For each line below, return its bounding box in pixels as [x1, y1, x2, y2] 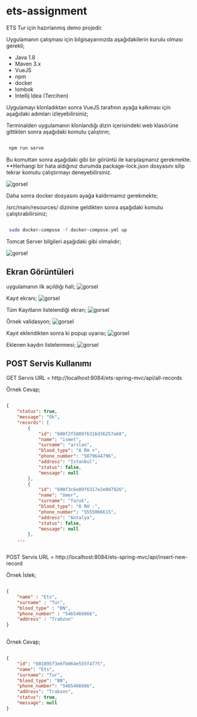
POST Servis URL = [6, 554, 54, 561]
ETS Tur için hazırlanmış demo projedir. [6, 24, 103, 31]
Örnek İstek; [6, 572, 37, 579]
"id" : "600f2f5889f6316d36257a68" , [38, 431, 128, 437]
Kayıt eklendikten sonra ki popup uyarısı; [6, 329, 107, 337]
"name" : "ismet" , [38, 436, 82, 442]
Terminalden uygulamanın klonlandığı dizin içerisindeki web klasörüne [6, 121, 178, 129]
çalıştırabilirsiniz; [6, 210, 48, 217]
